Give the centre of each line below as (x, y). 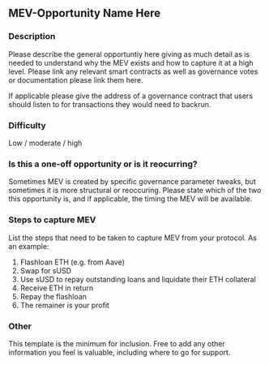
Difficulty (27, 125)
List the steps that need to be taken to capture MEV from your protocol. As (133, 238)
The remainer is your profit (64, 305)
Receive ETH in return (57, 288)
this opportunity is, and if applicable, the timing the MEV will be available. (130, 199)
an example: (29, 246)
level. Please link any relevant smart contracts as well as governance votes (133, 71)
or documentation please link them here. (76, 79)
